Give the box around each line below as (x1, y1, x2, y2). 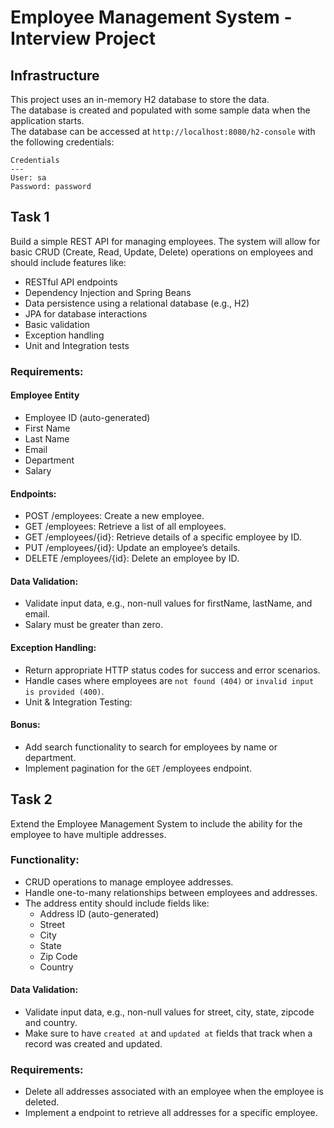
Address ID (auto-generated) (39, 907, 160, 920)
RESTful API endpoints (24, 276, 118, 288)
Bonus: (10, 719, 41, 731)
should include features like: (10, 256, 127, 268)
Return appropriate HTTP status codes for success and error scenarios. (24, 664, 321, 676)
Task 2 (10, 791, 53, 808)
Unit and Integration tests (24, 339, 130, 351)
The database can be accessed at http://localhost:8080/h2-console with (10, 126, 316, 137)
